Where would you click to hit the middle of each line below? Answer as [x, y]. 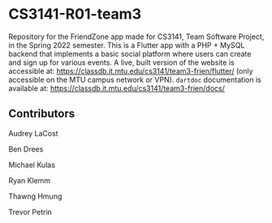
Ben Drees [26, 149]
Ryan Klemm [30, 180]
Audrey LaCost [33, 133]
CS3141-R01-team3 [75, 14]
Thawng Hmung [35, 196]
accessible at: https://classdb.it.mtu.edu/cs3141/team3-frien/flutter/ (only [131, 71]
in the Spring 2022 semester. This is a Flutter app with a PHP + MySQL [127, 45]
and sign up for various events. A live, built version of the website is [121, 62]
